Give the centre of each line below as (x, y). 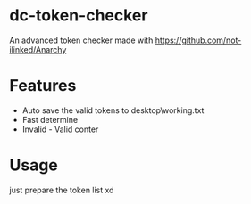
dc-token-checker (79, 16)
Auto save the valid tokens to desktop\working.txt (113, 110)
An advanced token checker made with (81, 40)
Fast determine (50, 119)
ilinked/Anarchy (38, 49)
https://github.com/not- (198, 40)
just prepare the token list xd (62, 190)
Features (43, 86)
